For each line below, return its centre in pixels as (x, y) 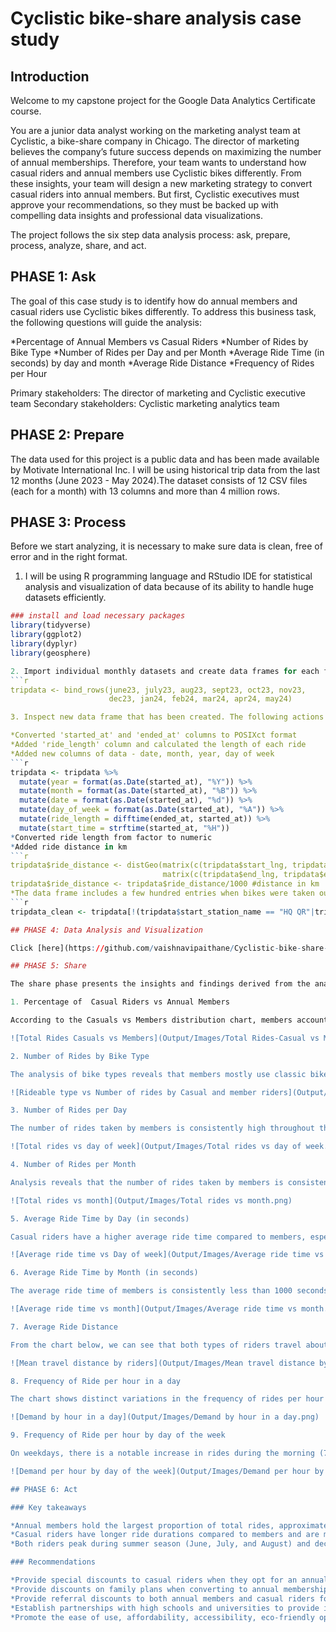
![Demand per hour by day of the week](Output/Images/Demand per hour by (167, 1471)
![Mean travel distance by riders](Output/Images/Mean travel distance (162, 1363)
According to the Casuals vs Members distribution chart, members (151, 1020)
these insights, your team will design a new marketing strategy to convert (161, 183)
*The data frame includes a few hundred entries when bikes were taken (162, 893)
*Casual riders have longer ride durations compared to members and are (165, 1535)
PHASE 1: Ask (53, 277)
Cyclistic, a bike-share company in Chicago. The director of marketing (155, 141)
